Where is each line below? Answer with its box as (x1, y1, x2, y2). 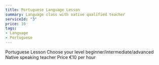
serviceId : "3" (5, 16, 37, 21)
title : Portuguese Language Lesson (5, 7, 80, 12)
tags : (5, 26, 17, 31)
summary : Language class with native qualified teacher (5, 12, 125, 17)
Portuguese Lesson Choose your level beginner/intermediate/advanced (5, 48, 154, 55)
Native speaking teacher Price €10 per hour (5, 54, 96, 60)
